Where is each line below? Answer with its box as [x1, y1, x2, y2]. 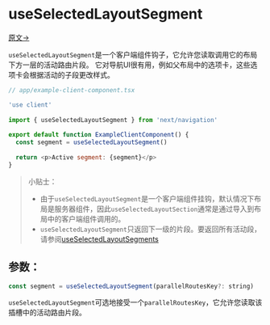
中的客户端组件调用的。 [47, 213, 126, 223]
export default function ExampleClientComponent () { [8, 131, 189, 139]
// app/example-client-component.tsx [8, 86, 135, 94]
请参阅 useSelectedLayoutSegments [39, 234, 159, 243]
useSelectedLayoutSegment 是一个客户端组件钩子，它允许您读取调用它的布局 [8, 49, 258, 59]
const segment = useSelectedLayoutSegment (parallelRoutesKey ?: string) [8, 282, 254, 290]
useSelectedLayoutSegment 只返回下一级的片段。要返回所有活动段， [39, 224, 262, 234]
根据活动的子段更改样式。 [29, 70, 114, 79]
